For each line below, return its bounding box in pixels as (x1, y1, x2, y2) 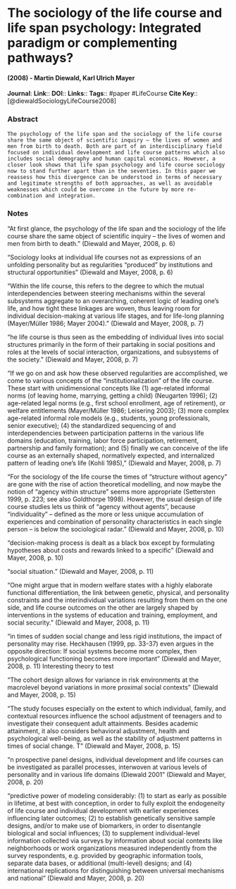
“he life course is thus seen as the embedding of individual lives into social (7, 333, 224, 341)
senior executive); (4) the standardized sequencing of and (7, 421, 176, 429)
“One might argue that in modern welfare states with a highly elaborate (7, 580, 213, 589)
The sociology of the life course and (7, 5, 223, 21)
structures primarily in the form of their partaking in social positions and (7, 340, 216, 348)
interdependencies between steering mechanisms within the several (7, 289, 206, 298)
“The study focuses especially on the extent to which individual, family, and (7, 704, 227, 713)
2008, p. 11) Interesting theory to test (7, 661, 114, 670)
